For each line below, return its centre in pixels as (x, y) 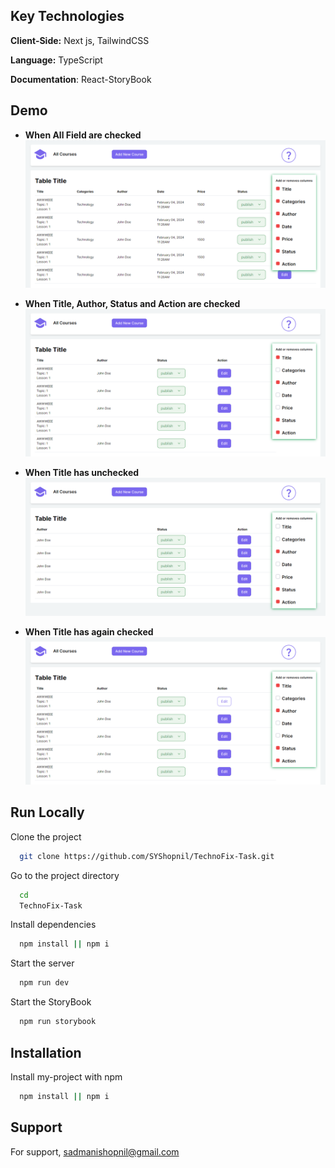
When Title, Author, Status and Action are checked (132, 303)
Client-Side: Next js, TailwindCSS (80, 40)
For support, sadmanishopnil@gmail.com (95, 1151)
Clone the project (46, 836)
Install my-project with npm (66, 1076)
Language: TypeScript (56, 60)
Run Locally (47, 812)
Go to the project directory (65, 875)
